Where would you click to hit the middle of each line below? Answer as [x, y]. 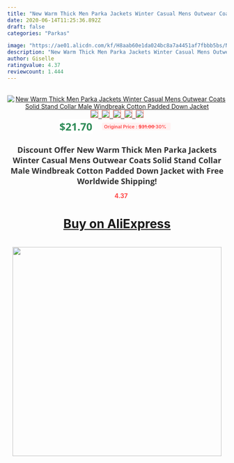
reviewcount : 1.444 [36, 71]
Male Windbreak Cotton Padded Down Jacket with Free [117, 170]
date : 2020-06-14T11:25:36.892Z [54, 20]
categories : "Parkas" [39, 33]
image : [17, 46]
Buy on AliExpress [117, 224]
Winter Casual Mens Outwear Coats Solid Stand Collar [117, 160]
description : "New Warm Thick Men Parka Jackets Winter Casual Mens [109, 52]
